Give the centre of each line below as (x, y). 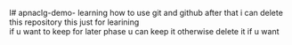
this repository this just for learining (74, 22)
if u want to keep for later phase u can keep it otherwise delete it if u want (144, 31)
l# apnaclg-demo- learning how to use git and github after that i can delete (146, 13)
